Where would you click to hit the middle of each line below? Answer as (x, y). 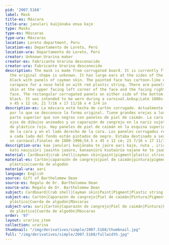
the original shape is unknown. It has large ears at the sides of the (87, 75)
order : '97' (18, 216)
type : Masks (18, 29)
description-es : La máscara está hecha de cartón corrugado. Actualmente (84, 108)
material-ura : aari (26, 169)
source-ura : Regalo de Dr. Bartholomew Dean (53, 188)
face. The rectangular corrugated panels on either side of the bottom (87, 94)
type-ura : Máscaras (26, 38)
